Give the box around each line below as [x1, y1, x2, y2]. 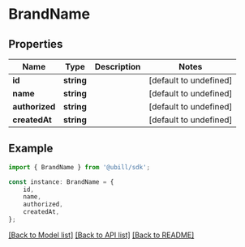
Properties [8, 37, 63, 51]
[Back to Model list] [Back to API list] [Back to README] [8, 230, 195, 240]
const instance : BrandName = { [8, 177, 114, 186]
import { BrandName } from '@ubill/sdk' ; [8, 163, 151, 171]
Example [8, 142, 54, 155]
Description [94, 62, 141, 72]
